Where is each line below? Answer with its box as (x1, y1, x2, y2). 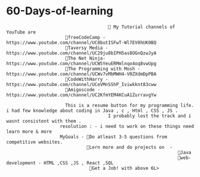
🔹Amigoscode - (65, 87, 101, 93)
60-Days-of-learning (6, 4, 114, 18)
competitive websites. (6, 139, 63, 145)
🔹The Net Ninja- (65, 55, 106, 61)
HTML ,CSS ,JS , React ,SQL (44, 160, 114, 166)
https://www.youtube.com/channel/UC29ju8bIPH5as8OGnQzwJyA (6, 50, 157, 56)
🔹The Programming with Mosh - (65, 66, 141, 72)
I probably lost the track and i (108, 112, 192, 119)
